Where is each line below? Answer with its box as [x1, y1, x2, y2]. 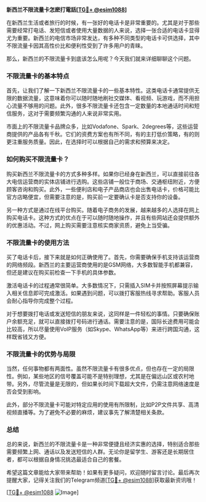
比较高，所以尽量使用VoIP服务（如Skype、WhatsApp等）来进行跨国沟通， [6, 325, 194, 333]
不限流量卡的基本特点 [6, 72, 69, 80]
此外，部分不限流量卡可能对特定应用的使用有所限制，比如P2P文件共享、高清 [6, 401, 199, 408]
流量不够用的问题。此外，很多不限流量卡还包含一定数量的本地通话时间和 [11, 102, 194, 110]
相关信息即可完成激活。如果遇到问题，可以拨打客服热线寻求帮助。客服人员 [11, 289, 200, 297]
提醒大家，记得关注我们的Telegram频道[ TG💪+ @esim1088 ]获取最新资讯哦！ [6, 476, 197, 484]
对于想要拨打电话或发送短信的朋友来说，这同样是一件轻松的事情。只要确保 [6, 310, 194, 318]
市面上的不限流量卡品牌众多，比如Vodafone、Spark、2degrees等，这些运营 [6, 123, 199, 131]
